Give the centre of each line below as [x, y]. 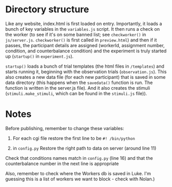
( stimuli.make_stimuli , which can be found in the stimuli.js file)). [76, 93]
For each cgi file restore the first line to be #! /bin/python [74, 138]
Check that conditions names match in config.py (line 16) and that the [79, 158]
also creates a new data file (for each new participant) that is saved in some [85, 77]
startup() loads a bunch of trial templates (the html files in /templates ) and [85, 66]
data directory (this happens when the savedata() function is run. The [79, 82]
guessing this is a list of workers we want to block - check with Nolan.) [80, 179]
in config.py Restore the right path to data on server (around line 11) [84, 148]
